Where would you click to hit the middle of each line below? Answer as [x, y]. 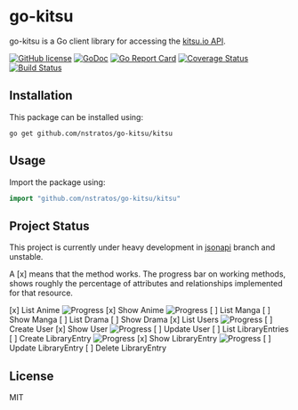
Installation [41, 96]
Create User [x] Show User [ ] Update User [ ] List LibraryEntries [149, 329]
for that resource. [41, 293]
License [32, 376]
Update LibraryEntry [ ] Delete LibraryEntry [88, 348]
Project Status [50, 225]
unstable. [26, 257]
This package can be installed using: [77, 117]
